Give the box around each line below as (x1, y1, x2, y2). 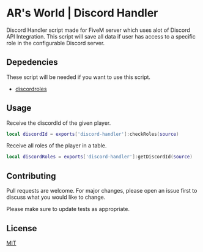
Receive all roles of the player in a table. (6, 142, 107, 149)
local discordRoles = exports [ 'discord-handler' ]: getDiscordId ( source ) (6, 154, 193, 160)
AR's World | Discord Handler (6, 6, 158, 20)
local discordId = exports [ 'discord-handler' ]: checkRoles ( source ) (6, 131, 179, 137)
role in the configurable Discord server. (6, 39, 105, 46)
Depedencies (6, 57, 58, 67)
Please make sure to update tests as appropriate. (6, 206, 130, 213)
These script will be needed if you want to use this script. (6, 73, 151, 81)
